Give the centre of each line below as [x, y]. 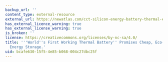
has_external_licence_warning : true [43, 24]
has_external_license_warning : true [43, 28]
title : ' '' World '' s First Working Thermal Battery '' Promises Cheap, [79, 42]
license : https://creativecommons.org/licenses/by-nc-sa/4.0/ [71, 38]
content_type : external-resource [40, 14]
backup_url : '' [21, 10]
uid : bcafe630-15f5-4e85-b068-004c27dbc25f [51, 51]
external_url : [20, 19]
